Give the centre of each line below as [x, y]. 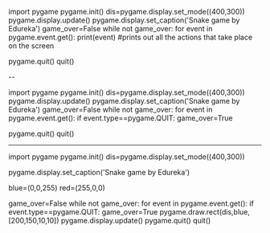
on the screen [31, 46]
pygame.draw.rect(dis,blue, [205, 212]
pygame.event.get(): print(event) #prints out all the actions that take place [131, 37]
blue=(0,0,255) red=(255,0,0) [57, 188]
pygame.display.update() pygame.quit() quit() [136, 221]
